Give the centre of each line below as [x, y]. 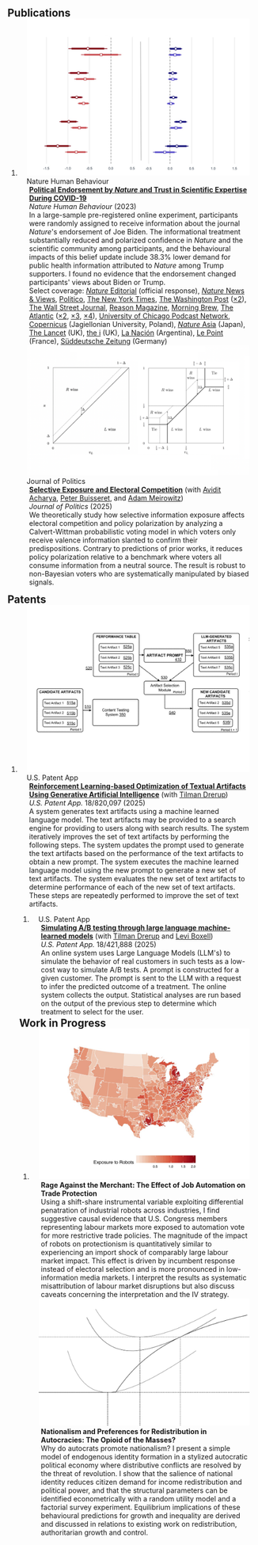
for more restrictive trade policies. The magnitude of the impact [144, 1235]
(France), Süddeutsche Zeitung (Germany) [98, 341]
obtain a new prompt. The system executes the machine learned [134, 862]
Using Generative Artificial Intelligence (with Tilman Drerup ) [129, 794]
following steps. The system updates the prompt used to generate [137, 845]
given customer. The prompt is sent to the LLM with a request [141, 978]
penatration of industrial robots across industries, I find [130, 1210]
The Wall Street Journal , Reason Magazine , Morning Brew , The [131, 307]
